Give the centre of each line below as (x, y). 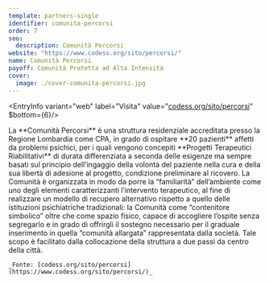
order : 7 (23, 31)
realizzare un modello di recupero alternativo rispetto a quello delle (120, 199)
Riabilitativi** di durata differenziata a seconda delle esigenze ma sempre (130, 156)
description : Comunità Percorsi (70, 46)
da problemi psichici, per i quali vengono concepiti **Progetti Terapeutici (130, 147)
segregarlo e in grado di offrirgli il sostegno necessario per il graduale (124, 224)
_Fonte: (21, 265)
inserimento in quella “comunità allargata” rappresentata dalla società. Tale (132, 233)
